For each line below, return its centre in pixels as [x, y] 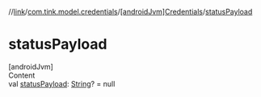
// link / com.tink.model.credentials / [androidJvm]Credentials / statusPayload [130, 12]
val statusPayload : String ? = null [62, 83]
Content [22, 75]
